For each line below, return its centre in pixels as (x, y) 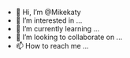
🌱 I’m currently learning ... (58, 29)
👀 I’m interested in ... (49, 20)
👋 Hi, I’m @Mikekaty (48, 12)
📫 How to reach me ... (52, 46)
